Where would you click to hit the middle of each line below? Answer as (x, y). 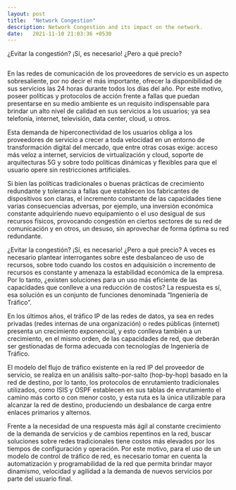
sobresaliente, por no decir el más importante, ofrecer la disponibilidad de (114, 81)
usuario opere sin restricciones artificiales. (69, 170)
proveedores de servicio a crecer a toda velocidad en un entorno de (106, 140)
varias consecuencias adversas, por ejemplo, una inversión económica (110, 206)
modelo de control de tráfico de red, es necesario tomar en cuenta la (107, 456)
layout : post (26, 14)
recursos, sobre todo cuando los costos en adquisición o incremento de (112, 265)
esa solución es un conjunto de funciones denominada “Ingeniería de (108, 295)
